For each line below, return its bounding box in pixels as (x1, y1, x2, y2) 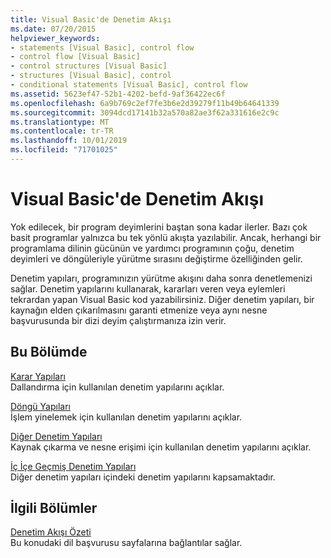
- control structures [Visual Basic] (10, 61, 168, 71)
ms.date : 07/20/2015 (10, 24, 97, 34)
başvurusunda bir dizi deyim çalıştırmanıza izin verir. (10, 314, 227, 326)
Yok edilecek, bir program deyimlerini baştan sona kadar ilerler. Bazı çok (10, 221, 308, 233)
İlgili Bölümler (10, 500, 98, 517)
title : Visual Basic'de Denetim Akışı (10, 14, 172, 25)
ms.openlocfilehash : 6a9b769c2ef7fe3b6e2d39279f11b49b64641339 (10, 98, 280, 108)
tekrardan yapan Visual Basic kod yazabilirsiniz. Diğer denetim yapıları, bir (10, 293, 315, 305)
